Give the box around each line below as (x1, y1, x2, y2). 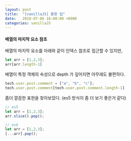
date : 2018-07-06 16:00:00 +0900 (5, 16, 77, 21)
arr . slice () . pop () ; (5, 113, 45, 119)
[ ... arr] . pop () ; (5, 131, 38, 136)
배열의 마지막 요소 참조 (5, 36, 48, 42)
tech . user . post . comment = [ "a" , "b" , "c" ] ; (5, 81, 95, 86)
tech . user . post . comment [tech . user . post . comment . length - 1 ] (5, 86, 125, 91)
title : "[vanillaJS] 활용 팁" (5, 12, 65, 16)
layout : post (5, 7, 32, 12)
